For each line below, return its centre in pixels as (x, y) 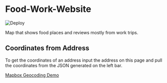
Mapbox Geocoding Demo (32, 75)
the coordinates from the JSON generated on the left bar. (64, 65)
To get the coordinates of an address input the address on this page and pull (84, 60)
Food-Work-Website (48, 9)
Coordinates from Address (47, 48)
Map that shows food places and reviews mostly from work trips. (72, 32)
